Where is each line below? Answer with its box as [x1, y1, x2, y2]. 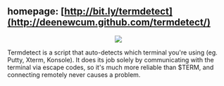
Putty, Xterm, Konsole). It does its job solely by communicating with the [7, 55, 214, 64]
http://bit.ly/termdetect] [64, 6, 173, 17]
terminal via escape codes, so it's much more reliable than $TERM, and [7, 63, 214, 71]
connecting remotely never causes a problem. [7, 70, 141, 79]
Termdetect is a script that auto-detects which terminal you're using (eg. [7, 48, 218, 57]
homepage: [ [7, 6, 65, 17]
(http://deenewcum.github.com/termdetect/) [7, 17, 211, 29]
